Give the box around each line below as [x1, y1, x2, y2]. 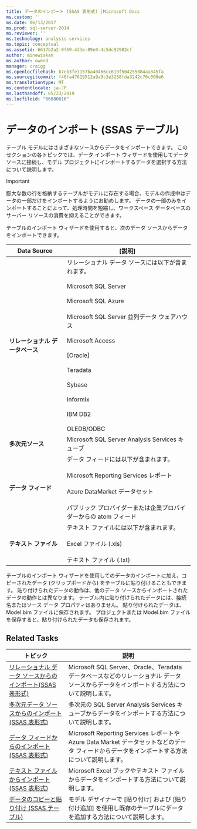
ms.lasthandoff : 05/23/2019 [6, 90, 75, 96]
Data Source [17, 246, 53, 254]
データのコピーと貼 [9, 796, 63, 804]
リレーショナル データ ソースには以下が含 [66, 258, 181, 266]
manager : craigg [6, 63, 46, 69]
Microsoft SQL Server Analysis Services [66, 435, 177, 444]
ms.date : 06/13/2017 [6, 19, 57, 25]
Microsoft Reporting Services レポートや [68, 729, 180, 737]
